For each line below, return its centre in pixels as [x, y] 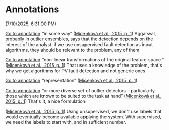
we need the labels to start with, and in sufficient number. [66, 122]
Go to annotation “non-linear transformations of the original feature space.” [85, 59]
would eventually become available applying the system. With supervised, [83, 117]
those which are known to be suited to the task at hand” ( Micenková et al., [83, 96]
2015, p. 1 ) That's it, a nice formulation [46, 101]
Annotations [32, 9]
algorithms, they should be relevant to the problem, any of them [72, 50]
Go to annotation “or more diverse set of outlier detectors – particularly [80, 90]
